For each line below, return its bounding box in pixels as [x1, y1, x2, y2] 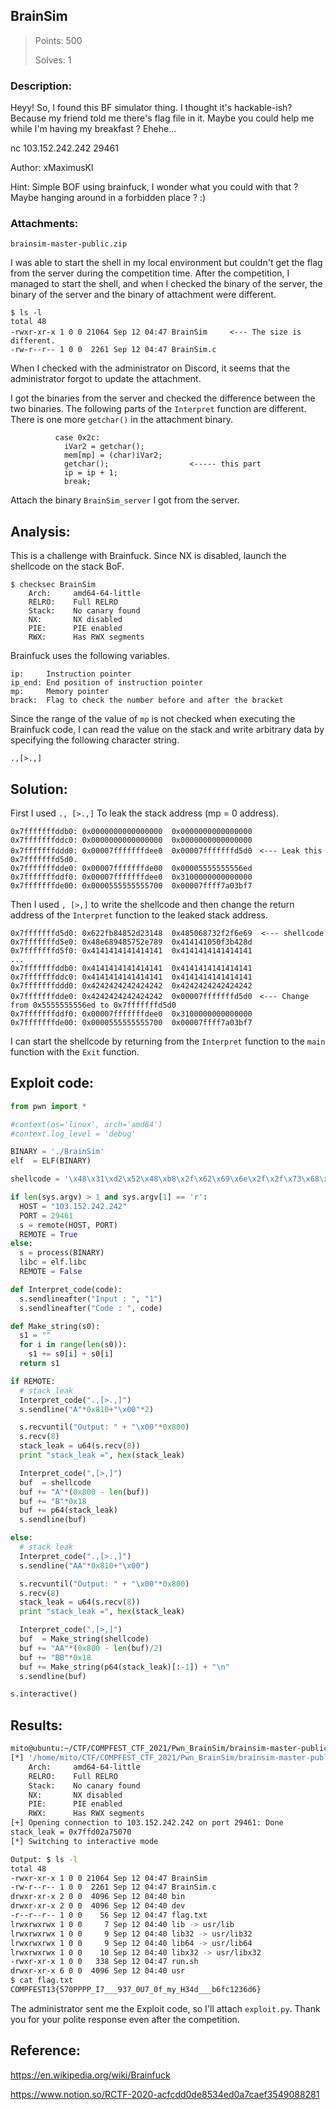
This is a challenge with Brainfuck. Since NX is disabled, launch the [10, 550, 287, 562]
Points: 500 [34, 34, 83, 46]
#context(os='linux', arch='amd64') [10, 1119, 163, 1129]
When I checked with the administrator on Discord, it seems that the [10, 362, 291, 374]
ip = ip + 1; [63, 468, 118, 478]
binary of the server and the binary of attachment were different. [10, 289, 277, 301]
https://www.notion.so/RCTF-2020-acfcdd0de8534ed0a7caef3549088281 [10, 2088, 320, 2100]
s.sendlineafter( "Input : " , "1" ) [19, 1294, 163, 1304]
